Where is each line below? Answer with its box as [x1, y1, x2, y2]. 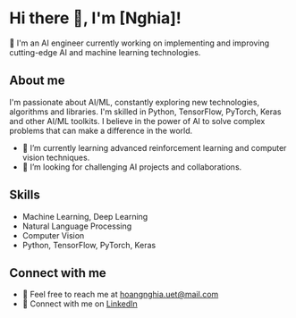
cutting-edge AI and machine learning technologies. [9, 46, 201, 57]
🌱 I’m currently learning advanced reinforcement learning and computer [21, 142, 287, 153]
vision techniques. [21, 152, 90, 163]
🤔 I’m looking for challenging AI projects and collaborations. [21, 161, 242, 172]
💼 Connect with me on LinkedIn [21, 298, 139, 309]
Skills [9, 188, 40, 203]
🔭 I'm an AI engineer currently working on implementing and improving [9, 38, 270, 48]
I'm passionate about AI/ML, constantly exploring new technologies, [9, 96, 260, 107]
